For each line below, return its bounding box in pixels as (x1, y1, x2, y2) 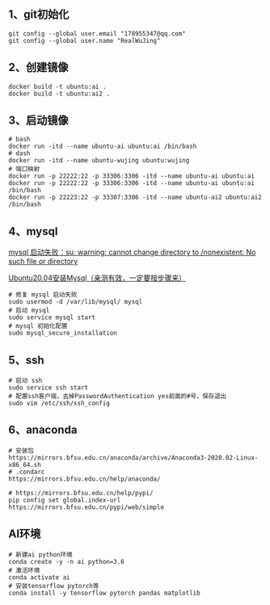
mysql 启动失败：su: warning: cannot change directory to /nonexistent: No (8, 247, 256, 257)
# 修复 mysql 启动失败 (8, 291, 78, 299)
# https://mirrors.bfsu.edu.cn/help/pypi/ (8, 489, 154, 497)
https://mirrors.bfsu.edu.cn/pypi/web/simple (8, 503, 164, 511)
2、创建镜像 (8, 61, 69, 74)
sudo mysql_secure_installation (8, 330, 117, 338)
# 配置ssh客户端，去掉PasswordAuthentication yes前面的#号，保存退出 (8, 393, 227, 401)
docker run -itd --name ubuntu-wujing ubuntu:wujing (8, 157, 190, 165)
